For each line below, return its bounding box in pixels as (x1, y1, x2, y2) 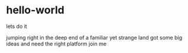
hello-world (6, 3, 65, 17)
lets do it (6, 23, 28, 30)
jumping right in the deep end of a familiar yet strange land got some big (6, 34, 182, 41)
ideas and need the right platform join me (6, 40, 107, 47)
